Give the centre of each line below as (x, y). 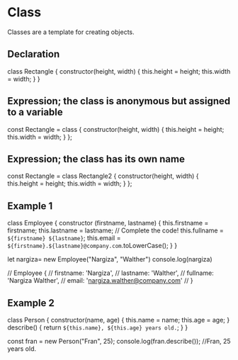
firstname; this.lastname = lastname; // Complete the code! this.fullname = (116, 230)
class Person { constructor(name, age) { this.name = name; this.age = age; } (119, 320)
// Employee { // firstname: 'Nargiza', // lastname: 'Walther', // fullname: (110, 273)
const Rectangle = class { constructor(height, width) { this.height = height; (116, 129)
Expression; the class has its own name (96, 159)
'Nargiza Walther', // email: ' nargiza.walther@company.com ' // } (100, 281)
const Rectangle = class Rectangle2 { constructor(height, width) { (103, 176)
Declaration (34, 54)
